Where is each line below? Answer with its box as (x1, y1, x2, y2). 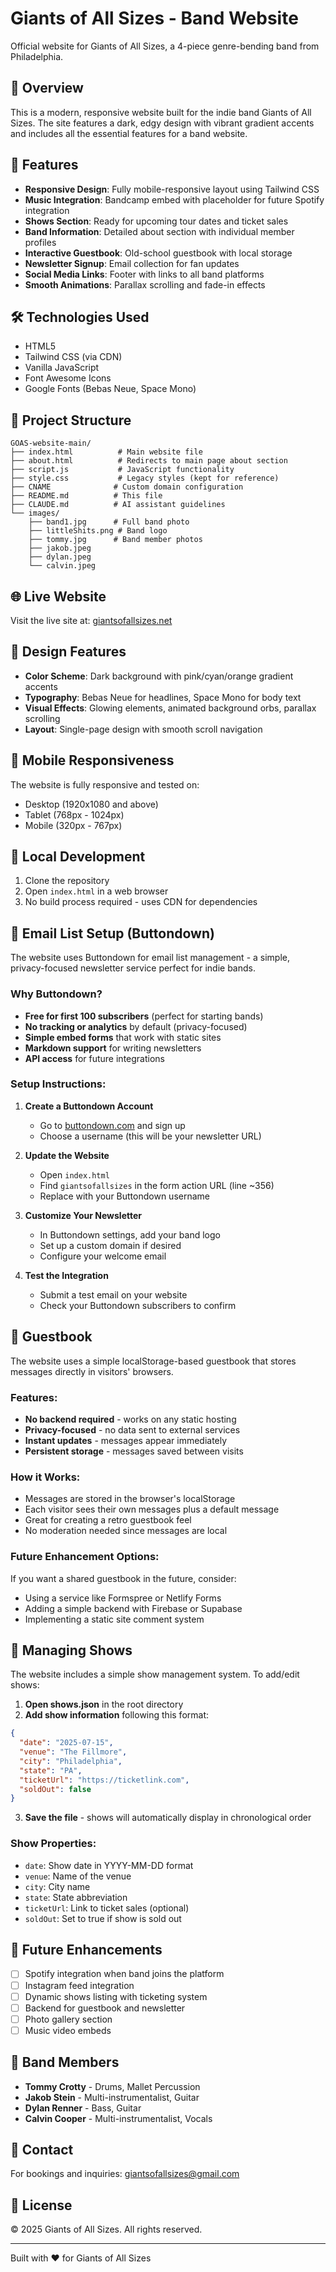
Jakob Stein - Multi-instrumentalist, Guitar (24, 2091, 200, 2103)
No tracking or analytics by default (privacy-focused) (24, 1020, 248, 1032)
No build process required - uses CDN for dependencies (24, 896, 258, 908)
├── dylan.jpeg (28, 552, 92, 562)
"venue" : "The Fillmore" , (19, 1747, 128, 1757)
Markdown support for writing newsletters (24, 1042, 202, 1054)
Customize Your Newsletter (24, 1209, 142, 1221)
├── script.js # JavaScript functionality (10, 465, 235, 475)
